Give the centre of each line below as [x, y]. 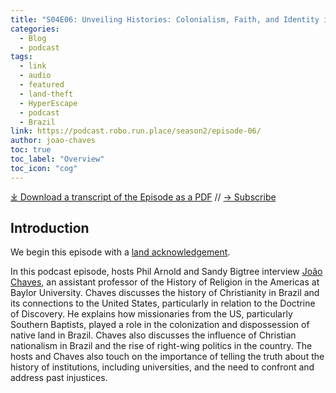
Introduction [50, 228]
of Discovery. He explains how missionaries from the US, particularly [151, 314]
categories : [35, 29]
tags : [21, 57]
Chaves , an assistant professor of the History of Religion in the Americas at [165, 282]
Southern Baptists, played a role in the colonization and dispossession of [160, 325]
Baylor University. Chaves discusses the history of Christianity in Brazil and [165, 293]
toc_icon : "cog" [44, 168]
